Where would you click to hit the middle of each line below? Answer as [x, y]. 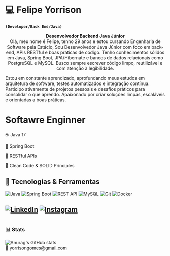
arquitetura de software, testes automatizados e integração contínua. [77, 83]
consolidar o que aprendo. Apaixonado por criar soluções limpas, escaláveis [85, 94]
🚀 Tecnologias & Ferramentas [53, 182]
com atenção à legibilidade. [85, 68]
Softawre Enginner [45, 120]
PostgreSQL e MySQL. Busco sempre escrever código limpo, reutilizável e [85, 63]
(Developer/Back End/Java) [34, 27]
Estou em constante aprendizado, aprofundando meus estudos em [75, 78]
